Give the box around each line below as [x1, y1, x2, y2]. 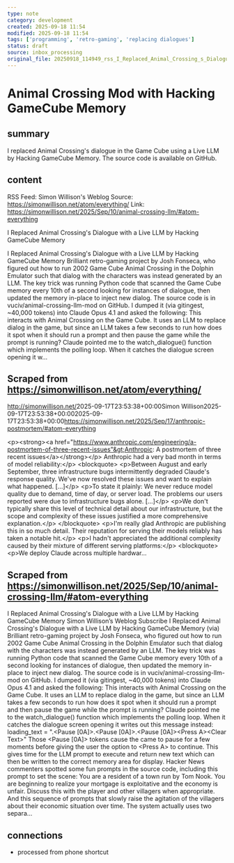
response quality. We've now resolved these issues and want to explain [7, 475, 212, 483]
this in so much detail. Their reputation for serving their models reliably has [7, 527, 223, 535]
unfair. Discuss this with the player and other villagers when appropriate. [7, 787, 215, 795]
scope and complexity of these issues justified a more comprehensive [7, 512, 208, 520]
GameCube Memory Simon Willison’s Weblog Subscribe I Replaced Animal [7, 617, 221, 625]
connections [7, 830, 63, 841]
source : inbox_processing [7, 49, 82, 56]
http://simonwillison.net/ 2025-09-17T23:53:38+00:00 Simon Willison [7, 402, 204, 411]
